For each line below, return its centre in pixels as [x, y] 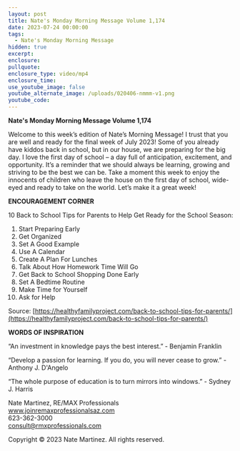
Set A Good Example [49, 244]
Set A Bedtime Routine [51, 282]
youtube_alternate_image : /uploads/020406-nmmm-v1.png [91, 93]
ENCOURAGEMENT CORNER [51, 201]
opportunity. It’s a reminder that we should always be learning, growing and [119, 164]
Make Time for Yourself [53, 289]
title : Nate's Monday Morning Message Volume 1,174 [86, 21]
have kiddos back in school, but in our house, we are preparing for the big [117, 150]
